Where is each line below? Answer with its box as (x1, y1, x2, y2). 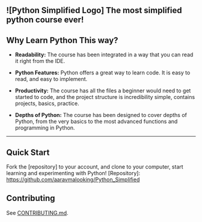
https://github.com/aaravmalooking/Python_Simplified (6, 176, 140, 183)
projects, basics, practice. (14, 100, 79, 107)
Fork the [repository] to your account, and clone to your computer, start (6, 163, 183, 170)
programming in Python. (14, 124, 75, 131)
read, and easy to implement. (14, 76, 88, 83)
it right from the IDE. (14, 58, 65, 65)
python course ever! (6, 15, 84, 25)
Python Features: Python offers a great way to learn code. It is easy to (14, 69, 191, 76)
